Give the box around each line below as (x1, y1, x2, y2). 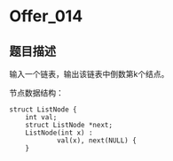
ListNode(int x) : (25, 128, 93, 137)
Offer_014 (9, 6, 83, 27)
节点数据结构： (9, 88, 64, 98)
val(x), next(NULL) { (56, 136, 138, 145)
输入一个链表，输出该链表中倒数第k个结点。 (9, 69, 169, 79)
